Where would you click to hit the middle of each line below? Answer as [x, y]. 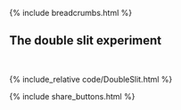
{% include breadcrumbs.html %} [70, 13]
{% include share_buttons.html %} [72, 96]
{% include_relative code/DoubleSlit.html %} [91, 79]
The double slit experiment [86, 40]
